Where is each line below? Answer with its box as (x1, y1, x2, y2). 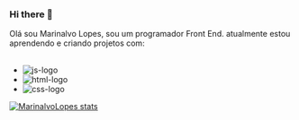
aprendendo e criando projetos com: (9, 38, 146, 48)
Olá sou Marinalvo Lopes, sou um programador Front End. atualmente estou (9, 29, 291, 39)
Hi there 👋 (9, 8, 54, 21)
